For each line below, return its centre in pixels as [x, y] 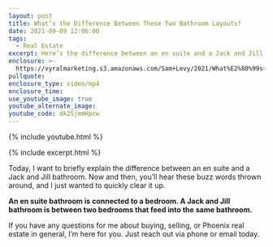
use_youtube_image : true [50, 99]
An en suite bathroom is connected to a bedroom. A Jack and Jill [119, 201]
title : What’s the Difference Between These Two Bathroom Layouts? [125, 23]
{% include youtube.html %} [56, 137]
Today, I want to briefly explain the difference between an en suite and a [129, 168]
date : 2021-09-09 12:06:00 [54, 31]
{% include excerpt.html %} [55, 152]
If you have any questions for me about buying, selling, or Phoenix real [126, 225]
